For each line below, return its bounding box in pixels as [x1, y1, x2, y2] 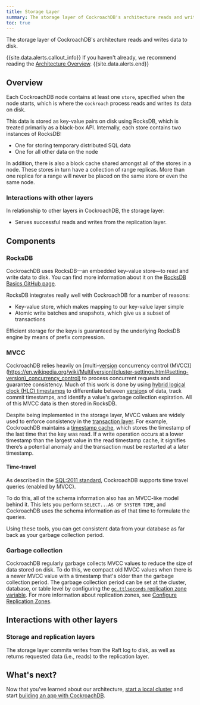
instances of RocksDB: [6, 131, 62, 138]
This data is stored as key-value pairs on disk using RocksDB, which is [6, 117, 179, 125]
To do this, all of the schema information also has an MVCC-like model [6, 494, 179, 501]
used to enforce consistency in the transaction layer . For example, [6, 418, 168, 425]
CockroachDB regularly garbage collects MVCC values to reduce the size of [6, 560, 193, 567]
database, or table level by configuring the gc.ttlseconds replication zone [6, 585, 187, 592]
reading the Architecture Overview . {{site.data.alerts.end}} [6, 60, 149, 67]
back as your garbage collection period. [6, 531, 104, 538]
